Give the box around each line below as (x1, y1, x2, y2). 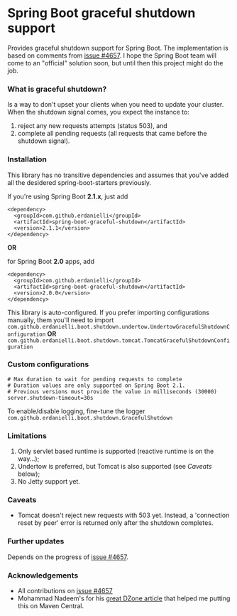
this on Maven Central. (17, 602, 84, 610)
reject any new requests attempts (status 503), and (17, 122, 168, 130)
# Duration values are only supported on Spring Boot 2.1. (7, 382, 186, 389)
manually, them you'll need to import (7, 315, 114, 324)
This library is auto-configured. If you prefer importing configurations (7, 308, 209, 317)
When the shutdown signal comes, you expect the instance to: (7, 108, 189, 117)
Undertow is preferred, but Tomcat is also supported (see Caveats (17, 462, 212, 471)
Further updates (7, 536, 65, 546)
